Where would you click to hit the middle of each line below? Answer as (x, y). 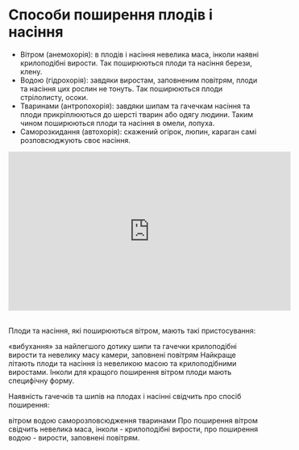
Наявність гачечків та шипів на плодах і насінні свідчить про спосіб (125, 396)
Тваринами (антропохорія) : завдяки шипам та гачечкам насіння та (135, 106)
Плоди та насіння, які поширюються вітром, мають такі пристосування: (132, 330)
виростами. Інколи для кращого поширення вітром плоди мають (120, 372)
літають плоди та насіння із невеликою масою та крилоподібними (123, 363)
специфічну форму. (42, 381)
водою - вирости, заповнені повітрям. (74, 437)
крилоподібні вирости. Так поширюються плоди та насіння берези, (136, 63)
